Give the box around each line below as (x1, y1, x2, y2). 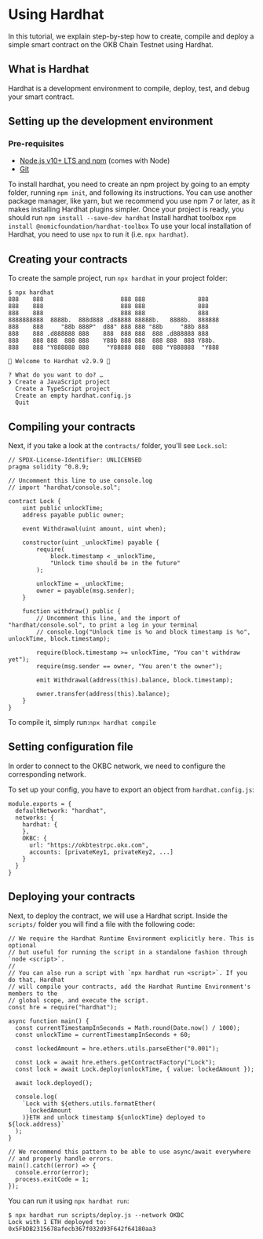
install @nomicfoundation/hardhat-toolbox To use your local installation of (8, 222, 252, 231)
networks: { (15, 814, 55, 822)
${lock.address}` (8, 1120, 65, 1128)
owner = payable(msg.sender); (36, 587, 135, 595)
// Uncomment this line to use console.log (8, 477, 153, 485)
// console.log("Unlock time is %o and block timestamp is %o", (36, 628, 251, 636)
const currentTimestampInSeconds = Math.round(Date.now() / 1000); (15, 1024, 241, 1031)
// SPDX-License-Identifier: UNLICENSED (8, 456, 143, 465)
